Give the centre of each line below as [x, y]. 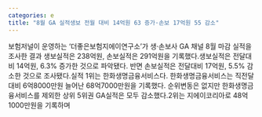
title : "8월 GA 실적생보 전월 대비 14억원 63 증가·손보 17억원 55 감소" [114, 23]
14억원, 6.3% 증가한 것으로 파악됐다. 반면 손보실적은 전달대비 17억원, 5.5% [131, 66]
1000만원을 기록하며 [39, 105]
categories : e [31, 15]
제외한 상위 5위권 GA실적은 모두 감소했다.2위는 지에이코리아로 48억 [145, 95]
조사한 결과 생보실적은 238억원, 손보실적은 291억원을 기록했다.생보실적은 [120, 56]
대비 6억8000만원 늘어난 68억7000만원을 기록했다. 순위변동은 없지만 [115, 85]
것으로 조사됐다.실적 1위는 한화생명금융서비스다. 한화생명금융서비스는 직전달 [138, 75]
